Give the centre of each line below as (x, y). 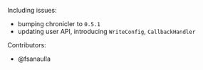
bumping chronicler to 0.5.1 (59, 24)
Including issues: (32, 10)
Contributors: (27, 45)
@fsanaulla (34, 59)
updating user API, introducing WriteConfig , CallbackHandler (106, 31)
